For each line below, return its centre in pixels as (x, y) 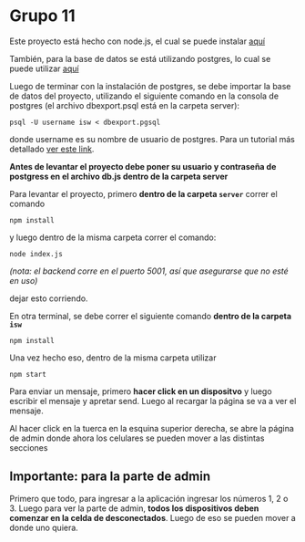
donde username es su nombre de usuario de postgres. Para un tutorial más (152, 139)
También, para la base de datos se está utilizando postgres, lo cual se (140, 58)
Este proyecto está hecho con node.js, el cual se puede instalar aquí (137, 41)
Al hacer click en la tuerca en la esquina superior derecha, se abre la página (152, 428)
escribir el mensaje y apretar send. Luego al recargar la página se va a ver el (153, 401)
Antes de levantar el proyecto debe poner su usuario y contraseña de (143, 166)
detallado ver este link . (52, 149)
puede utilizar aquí (44, 68)
